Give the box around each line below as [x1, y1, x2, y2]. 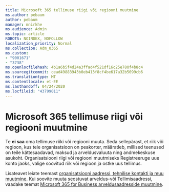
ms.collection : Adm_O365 [5, 46, 58, 51]
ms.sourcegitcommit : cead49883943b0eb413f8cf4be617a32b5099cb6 [5, 70, 143, 75]
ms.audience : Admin [5, 27, 47, 32]
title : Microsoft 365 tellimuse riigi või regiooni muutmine [5, 7, 139, 13]
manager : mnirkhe [5, 22, 43, 27]
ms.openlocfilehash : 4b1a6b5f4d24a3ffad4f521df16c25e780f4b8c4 [5, 65, 143, 70]
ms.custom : [5, 50, 29, 55]
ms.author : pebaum [5, 12, 45, 17]
